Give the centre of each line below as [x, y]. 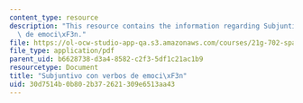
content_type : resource [54, 17]
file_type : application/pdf [62, 51]
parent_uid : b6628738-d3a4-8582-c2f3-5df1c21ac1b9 [106, 59]
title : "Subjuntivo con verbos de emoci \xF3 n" [98, 76]
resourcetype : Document [54, 68]
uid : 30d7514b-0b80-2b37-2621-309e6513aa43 [92, 84]
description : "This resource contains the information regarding [134, 26]
